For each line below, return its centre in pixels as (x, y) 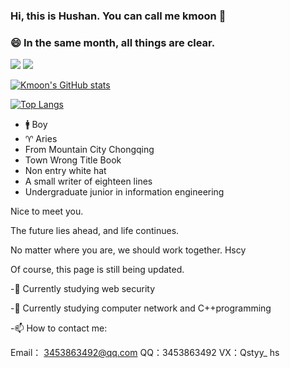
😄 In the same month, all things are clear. (113, 42)
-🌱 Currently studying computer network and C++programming (141, 308)
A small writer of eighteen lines (88, 181)
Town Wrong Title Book (73, 160)
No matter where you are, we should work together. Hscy (128, 250)
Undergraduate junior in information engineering (124, 192)
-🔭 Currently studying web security (83, 289)
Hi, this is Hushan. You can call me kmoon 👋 (118, 16)
